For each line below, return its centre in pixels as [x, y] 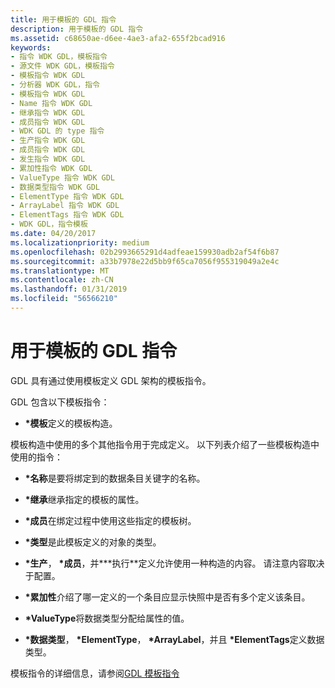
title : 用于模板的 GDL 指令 [63, 19]
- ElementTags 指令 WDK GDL [67, 215]
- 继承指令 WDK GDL [48, 112]
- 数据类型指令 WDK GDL [55, 187]
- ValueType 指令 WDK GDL [62, 177]
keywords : [31, 47]
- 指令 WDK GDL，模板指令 [59, 57]
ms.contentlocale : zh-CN [62, 280]
